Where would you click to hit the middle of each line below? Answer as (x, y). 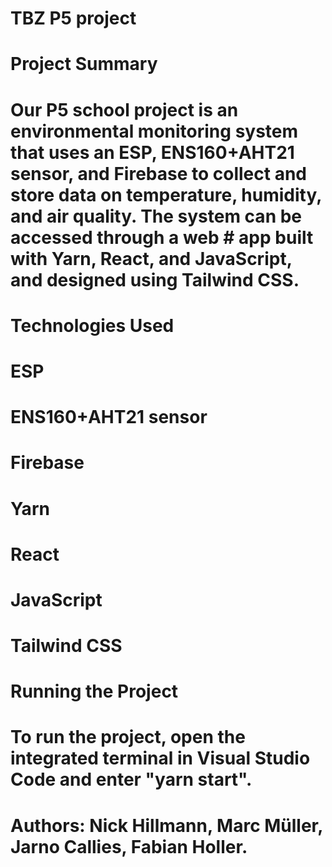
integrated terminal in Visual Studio (160, 758)
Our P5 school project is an (124, 109)
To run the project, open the (128, 737)
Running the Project (94, 691)
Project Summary (84, 64)
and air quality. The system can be (156, 216)
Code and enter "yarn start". (131, 779)
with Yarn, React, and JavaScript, (151, 258)
